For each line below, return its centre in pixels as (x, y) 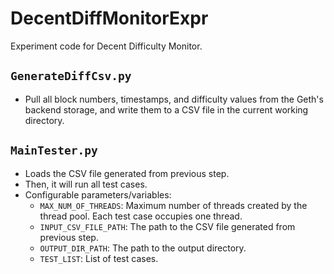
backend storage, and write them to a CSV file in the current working (166, 109)
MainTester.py (54, 150)
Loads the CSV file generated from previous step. (127, 173)
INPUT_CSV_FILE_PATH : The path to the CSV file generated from (167, 226)
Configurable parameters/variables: (98, 194)
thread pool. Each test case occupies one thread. (141, 216)
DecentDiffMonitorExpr (109, 18)
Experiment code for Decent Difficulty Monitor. (106, 46)
